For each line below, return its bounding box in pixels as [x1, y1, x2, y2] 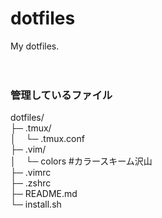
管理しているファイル [10, 88, 113, 102]
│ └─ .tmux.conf [10, 133, 85, 145]
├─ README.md [10, 188, 78, 200]
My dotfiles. [10, 40, 60, 52]
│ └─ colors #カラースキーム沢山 [10, 155, 153, 167]
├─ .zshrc [10, 177, 52, 189]
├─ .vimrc [10, 167, 52, 179]
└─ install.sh [10, 198, 62, 211]
